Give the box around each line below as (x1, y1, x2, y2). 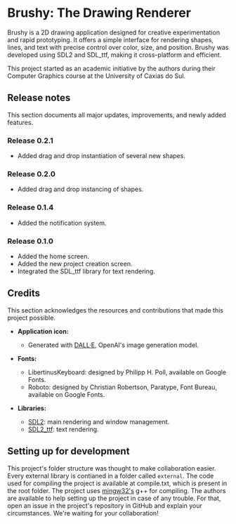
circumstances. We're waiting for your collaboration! (7, 509, 159, 517)
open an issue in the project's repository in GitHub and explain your (7, 501, 202, 510)
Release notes (7, 92, 71, 104)
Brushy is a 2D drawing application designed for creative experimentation (7, 28, 220, 37)
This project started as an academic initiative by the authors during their (7, 64, 216, 72)
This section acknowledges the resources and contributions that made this (7, 306, 223, 314)
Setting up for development (7, 445, 130, 457)
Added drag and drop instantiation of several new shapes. (17, 152, 186, 160)
